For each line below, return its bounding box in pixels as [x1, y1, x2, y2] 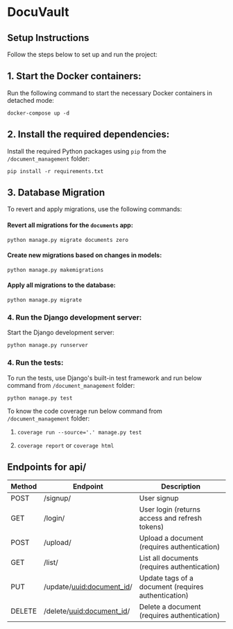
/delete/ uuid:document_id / [44, 606, 130, 616]
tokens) [139, 522, 164, 532]
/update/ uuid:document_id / [44, 582, 133, 591]
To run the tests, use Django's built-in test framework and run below [7, 373, 202, 382]
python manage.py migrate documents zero [7, 236, 129, 243]
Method [10, 482, 37, 491]
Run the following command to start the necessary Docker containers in [7, 88, 213, 97]
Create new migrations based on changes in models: [7, 251, 162, 259]
